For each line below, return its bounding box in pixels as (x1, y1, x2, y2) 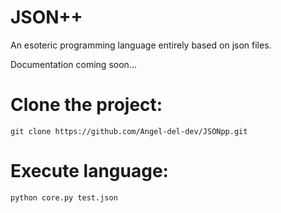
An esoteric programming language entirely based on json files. (10, 39, 272, 51)
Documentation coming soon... (10, 58, 137, 70)
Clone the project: (10, 94, 163, 116)
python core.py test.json (10, 192, 118, 203)
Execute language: (10, 160, 169, 183)
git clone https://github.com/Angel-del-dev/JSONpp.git (10, 126, 248, 136)
